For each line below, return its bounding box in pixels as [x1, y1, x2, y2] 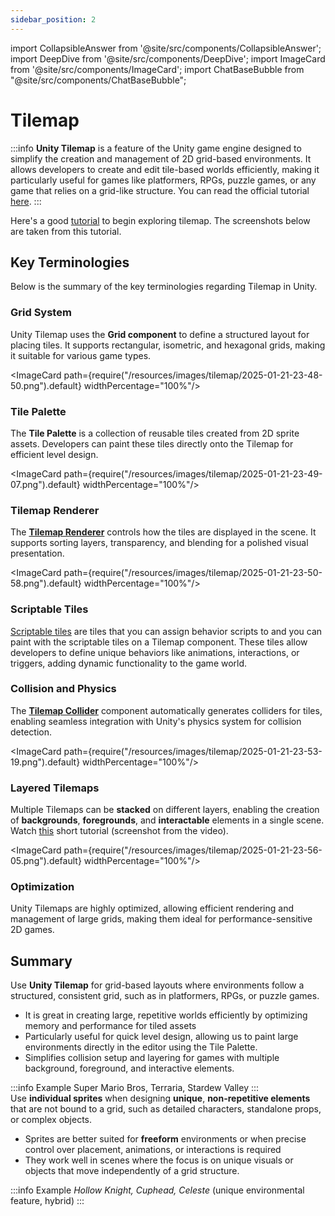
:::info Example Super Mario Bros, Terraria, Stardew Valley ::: [10, 1082, 260, 1094]
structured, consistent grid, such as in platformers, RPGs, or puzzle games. [10, 990, 320, 1002]
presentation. [10, 547, 65, 560]
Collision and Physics [10, 682, 117, 696]
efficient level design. [10, 448, 99, 460]
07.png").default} [10, 478, 81, 490]
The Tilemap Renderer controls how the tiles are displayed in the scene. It [10, 526, 317, 538]
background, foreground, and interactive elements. [24, 1062, 235, 1075]
